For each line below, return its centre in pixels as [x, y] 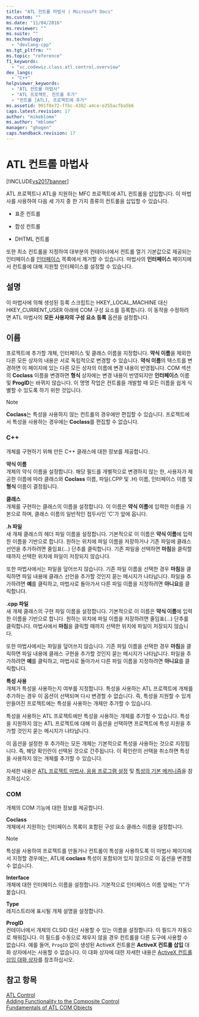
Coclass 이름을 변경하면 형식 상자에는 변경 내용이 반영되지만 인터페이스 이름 [101, 376]
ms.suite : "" [22, 34]
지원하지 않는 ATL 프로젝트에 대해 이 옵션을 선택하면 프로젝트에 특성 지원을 [99, 723]
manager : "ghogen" [29, 128]
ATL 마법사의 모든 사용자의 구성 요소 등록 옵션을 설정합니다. [81, 317]
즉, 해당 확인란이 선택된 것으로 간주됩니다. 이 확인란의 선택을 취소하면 [99, 751]
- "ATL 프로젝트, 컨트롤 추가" [45, 95]
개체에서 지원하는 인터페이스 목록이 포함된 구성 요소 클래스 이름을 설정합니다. [95, 827]
